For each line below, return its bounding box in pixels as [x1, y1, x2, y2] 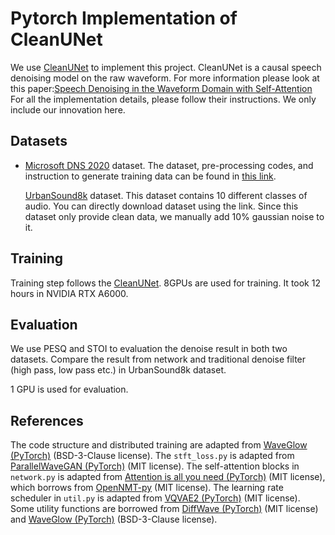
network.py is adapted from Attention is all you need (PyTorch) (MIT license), [10, 471, 326, 483]
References [10, 412, 84, 429]
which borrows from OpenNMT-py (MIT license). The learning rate [10, 482, 284, 494]
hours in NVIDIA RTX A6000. [10, 287, 129, 299]
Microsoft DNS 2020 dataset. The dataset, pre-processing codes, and [24, 159, 314, 171]
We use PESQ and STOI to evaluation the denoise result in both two [10, 343, 288, 355]
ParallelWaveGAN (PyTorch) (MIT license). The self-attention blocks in [10, 460, 300, 472]
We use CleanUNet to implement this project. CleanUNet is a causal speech [10, 61, 322, 73]
